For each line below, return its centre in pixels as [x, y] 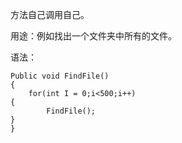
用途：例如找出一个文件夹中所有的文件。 [93, 36]
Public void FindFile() [60, 76]
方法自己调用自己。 [50, 14]
